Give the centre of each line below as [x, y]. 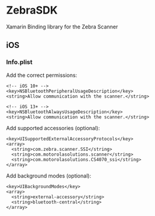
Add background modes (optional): [49, 176]
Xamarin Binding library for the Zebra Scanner [62, 27]
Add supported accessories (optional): [53, 128]
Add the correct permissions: [42, 75]
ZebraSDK [32, 10]
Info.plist [19, 62]
